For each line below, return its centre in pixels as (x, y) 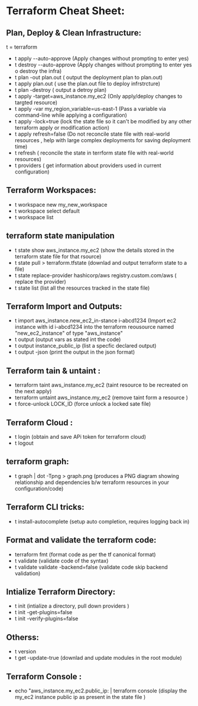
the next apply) (33, 391)
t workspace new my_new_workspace (61, 204)
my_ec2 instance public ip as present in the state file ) (80, 697)
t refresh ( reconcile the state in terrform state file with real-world (94, 153)
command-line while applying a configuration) (71, 115)
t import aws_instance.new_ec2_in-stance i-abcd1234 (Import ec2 (95, 320)
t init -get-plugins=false (43, 612)
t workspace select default (47, 211)
